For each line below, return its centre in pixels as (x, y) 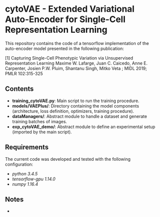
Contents (19, 89)
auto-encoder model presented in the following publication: (64, 48)
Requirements (27, 147)
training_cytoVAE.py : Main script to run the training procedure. (76, 101)
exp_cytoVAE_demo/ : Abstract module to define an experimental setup (84, 127)
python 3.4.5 (25, 174)
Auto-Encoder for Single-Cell (65, 19)
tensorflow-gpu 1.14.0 (34, 179)
